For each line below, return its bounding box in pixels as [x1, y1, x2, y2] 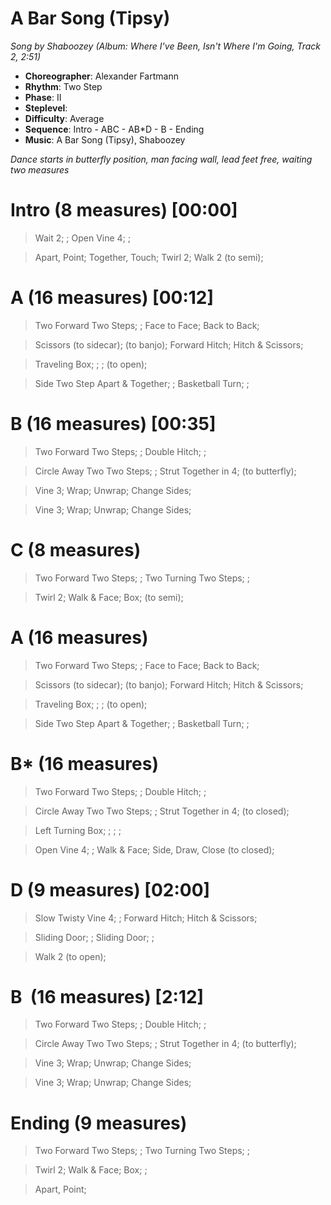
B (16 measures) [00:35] [10, 413, 217, 435]
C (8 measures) [10, 538, 142, 561]
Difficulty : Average [24, 112, 105, 124]
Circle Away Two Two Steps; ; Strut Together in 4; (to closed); [34, 805, 290, 817]
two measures [10, 163, 70, 176]
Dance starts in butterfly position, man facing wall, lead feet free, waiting [10, 153, 313, 165]
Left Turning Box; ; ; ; [34, 824, 122, 836]
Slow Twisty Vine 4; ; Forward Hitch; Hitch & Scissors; [34, 912, 258, 924]
